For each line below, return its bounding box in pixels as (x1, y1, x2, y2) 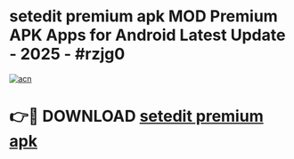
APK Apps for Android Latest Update (9, 25, 286, 45)
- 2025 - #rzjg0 (9, 44, 126, 64)
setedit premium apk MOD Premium (9, 6, 278, 27)
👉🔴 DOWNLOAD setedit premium (9, 107, 265, 126)
